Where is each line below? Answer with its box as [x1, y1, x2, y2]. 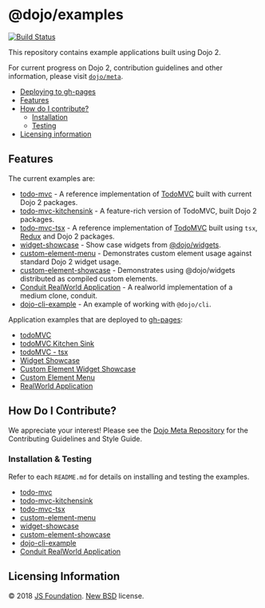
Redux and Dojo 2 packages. [19, 231, 115, 241]
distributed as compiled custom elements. [19, 274, 158, 283]
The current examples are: [8, 173, 96, 183]
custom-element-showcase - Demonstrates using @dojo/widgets [19, 265, 235, 274]
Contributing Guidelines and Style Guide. [8, 433, 143, 444]
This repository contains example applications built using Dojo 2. [8, 47, 221, 57]
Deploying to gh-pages [19, 86, 96, 97]
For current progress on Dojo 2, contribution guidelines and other [8, 62, 223, 73]
